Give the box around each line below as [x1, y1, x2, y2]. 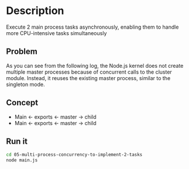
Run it [6, 136, 28, 146]
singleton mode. [6, 81, 45, 88]
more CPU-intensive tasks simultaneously [6, 29, 107, 36]
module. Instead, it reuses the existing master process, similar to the [6, 74, 171, 81]
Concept [6, 98, 39, 108]
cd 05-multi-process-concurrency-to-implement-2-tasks [6, 152, 143, 158]
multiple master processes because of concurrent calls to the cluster [6, 68, 173, 75]
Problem [6, 47, 38, 57]
